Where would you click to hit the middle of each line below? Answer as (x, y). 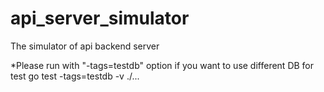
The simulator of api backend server (85, 46)
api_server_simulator (100, 18)
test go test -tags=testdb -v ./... (75, 76)
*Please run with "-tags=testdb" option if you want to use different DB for (162, 65)
